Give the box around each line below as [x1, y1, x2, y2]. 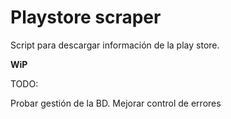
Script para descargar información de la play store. [10, 39, 220, 51]
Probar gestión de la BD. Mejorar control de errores [10, 97, 222, 109]
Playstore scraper [10, 6, 162, 29]
